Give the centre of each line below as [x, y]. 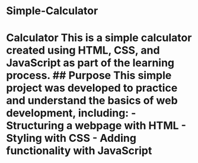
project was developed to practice [92, 88]
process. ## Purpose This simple [89, 76]
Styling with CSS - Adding [71, 138]
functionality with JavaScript [79, 151]
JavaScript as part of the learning [90, 63]
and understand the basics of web [92, 101]
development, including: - [71, 113]
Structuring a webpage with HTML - [96, 126]
